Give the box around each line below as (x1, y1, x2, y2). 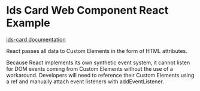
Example (6, 16, 50, 30)
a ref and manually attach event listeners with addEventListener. (6, 78, 165, 85)
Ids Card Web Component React (6, 4, 169, 17)
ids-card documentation (6, 36, 66, 43)
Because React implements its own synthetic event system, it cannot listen (6, 59, 190, 66)
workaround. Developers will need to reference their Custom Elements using (6, 71, 195, 79)
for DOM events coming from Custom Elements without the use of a (6, 65, 174, 72)
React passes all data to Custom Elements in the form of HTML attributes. (6, 47, 187, 54)
